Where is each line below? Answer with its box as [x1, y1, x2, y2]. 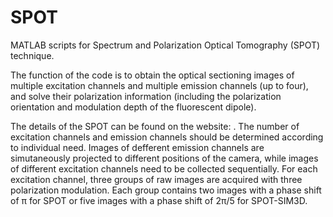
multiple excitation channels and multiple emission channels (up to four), [10, 79, 309, 91]
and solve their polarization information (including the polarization [10, 90, 282, 102]
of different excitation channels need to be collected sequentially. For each [10, 162, 318, 175]
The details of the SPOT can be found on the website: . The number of [10, 120, 300, 132]
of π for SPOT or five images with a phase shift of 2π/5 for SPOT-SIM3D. [10, 194, 308, 206]
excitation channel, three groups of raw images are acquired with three [10, 173, 303, 185]
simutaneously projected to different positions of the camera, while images [10, 152, 319, 164]
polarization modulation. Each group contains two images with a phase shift [10, 184, 322, 196]
